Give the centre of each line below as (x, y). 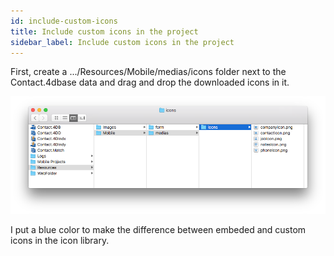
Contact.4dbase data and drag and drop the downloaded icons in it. (150, 82)
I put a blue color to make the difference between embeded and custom (158, 230)
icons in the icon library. (60, 241)
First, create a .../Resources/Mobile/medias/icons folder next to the (148, 72)
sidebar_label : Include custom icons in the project (122, 42)
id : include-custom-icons (64, 21)
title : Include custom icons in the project (104, 31)
